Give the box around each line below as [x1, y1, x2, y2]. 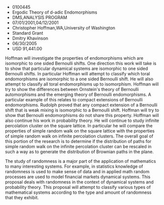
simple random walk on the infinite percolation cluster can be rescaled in [5, 144, 152, 149]
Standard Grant [12, 30, 43, 36]
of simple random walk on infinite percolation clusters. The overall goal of [5, 133, 153, 139]
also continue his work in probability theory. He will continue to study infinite [5, 117, 159, 123]
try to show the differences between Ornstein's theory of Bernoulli [5, 87, 139, 92]
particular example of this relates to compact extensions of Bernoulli [5, 97, 143, 102]
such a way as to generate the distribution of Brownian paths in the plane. [5, 149, 154, 155]
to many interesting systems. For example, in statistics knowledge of [5, 163, 143, 169]
